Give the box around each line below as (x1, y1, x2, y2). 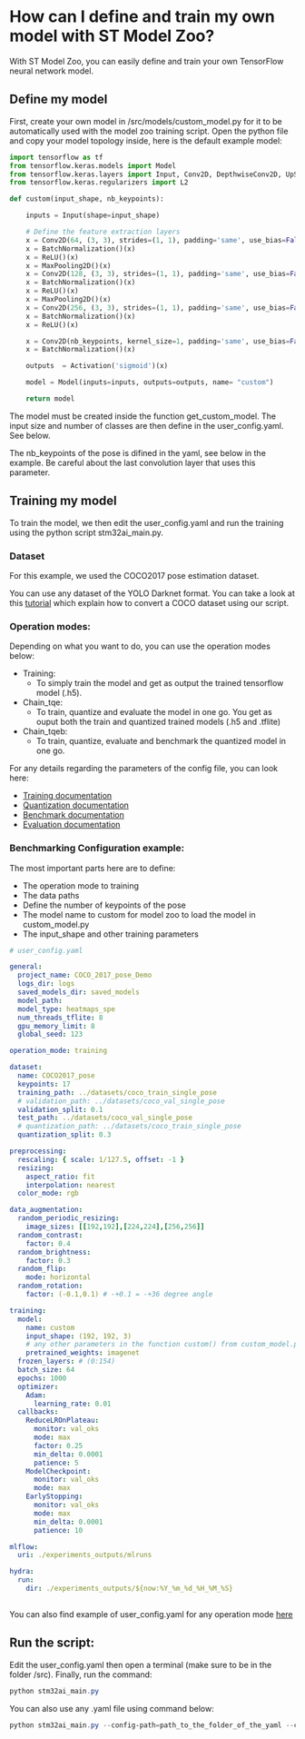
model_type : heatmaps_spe (17, 1004, 116, 1014)
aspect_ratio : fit (25, 1172, 95, 1181)
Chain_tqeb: (22, 726, 68, 737)
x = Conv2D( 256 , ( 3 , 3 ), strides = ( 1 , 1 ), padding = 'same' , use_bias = (25, 303, 290, 313)
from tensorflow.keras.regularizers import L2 (9, 178, 189, 187)
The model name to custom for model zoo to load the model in (22, 909, 256, 919)
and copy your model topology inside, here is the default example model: (9, 134, 283, 146)
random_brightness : (17, 1247, 92, 1257)
